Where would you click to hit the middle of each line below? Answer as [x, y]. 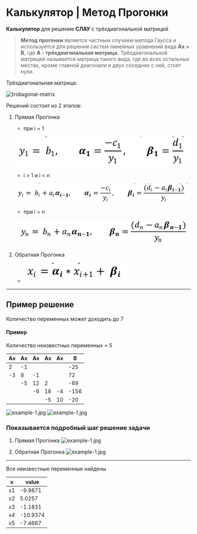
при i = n [34, 212]
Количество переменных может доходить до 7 [65, 319]
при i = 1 [33, 128]
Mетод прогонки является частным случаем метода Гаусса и [98, 40]
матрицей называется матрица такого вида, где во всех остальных [105, 59]
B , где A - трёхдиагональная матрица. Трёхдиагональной [94, 52]
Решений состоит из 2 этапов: [44, 105]
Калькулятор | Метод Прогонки [87, 13]
